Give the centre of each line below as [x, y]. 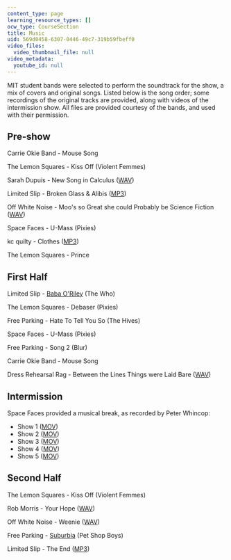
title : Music [26, 33]
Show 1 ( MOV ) [37, 427]
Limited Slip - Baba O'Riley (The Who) [61, 294]
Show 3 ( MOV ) [38, 442]
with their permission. [38, 115]
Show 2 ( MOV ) [38, 434]
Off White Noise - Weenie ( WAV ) [54, 522]
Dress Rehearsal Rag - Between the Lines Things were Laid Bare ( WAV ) [109, 375]
